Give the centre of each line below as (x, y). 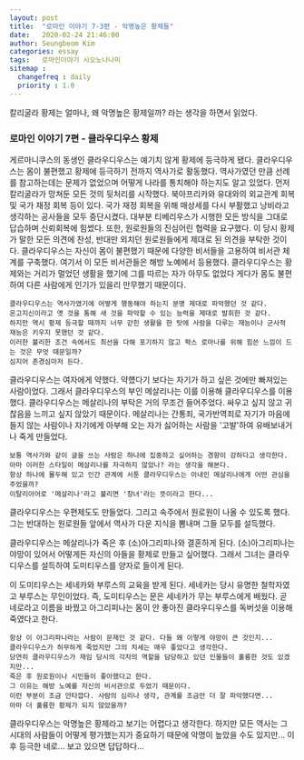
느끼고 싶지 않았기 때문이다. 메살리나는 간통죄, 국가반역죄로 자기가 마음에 (162, 414)
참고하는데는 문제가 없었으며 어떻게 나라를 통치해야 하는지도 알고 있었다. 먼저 (154, 182)
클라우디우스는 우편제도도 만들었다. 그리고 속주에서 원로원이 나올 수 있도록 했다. (150, 512)
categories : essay (44, 52)
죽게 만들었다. (43, 436)
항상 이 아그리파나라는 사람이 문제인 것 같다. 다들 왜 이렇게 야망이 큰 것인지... (142, 637)
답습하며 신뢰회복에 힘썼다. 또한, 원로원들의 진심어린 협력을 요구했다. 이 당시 (144, 227)
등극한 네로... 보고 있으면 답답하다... (82, 745)
